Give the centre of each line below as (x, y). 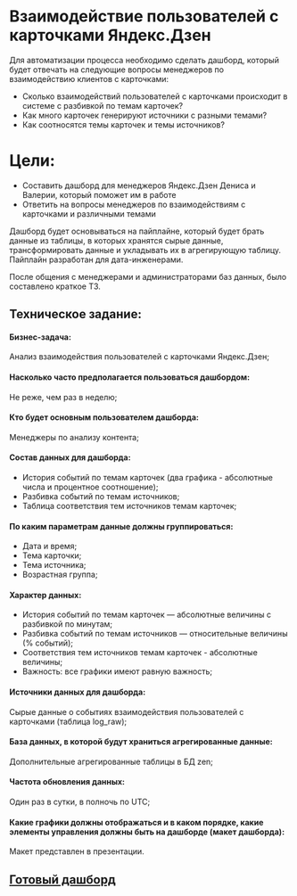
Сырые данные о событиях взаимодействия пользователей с (127, 711)
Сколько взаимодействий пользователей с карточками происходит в (155, 96)
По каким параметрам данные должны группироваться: (121, 526)
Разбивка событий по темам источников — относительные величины (155, 634)
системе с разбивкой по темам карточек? (103, 105)
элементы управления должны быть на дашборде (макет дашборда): (147, 832)
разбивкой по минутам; (67, 624)
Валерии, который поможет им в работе (99, 194)
